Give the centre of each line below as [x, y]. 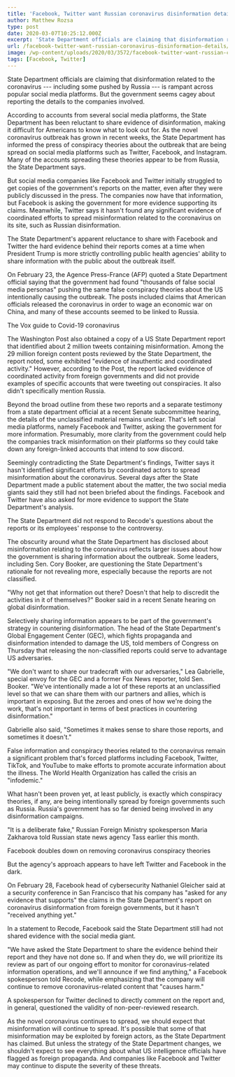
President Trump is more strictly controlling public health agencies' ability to [117, 253]
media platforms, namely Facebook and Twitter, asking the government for [115, 427]
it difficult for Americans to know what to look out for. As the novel [102, 129]
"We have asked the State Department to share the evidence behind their [113, 949]
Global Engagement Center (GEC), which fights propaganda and [100, 635]
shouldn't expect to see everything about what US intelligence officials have [117, 1050]
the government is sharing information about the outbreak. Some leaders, [113, 556]
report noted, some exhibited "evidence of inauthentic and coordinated [109, 361]
